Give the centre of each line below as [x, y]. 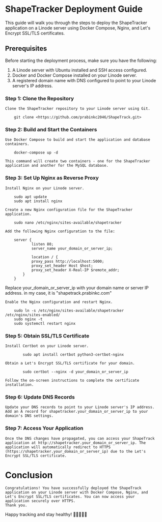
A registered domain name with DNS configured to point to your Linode [84, 80]
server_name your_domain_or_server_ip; [72, 248]
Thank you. [16, 505]
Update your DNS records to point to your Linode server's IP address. [80, 407]
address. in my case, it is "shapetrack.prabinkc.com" [58, 293]
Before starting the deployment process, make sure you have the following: [81, 61]
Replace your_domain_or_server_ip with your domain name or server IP [77, 288]
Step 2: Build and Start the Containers [51, 129]
